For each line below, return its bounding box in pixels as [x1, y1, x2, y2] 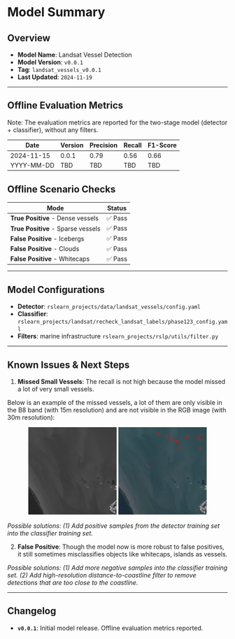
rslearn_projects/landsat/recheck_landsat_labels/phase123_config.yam [17, 319, 228, 326]
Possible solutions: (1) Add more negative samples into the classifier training [7, 563, 228, 572]
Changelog [7, 605, 57, 617]
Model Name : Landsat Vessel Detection [17, 50, 132, 59]
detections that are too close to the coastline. [7, 578, 138, 587]
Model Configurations [7, 284, 105, 296]
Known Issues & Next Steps [7, 359, 130, 371]
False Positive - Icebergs [10, 234, 85, 243]
